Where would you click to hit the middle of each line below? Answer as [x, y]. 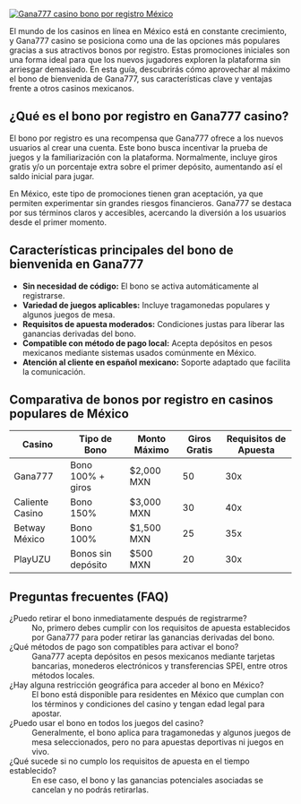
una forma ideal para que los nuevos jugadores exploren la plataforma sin [145, 60]
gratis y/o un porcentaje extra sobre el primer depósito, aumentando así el [146, 167]
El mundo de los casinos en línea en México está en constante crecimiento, [148, 31]
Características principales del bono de [121, 251]
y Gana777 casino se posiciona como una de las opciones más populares [145, 41]
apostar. [47, 713]
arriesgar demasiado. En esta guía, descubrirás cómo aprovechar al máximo [150, 69]
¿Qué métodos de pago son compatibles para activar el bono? [124, 647]
